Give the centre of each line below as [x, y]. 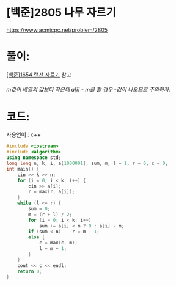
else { [37, 237]
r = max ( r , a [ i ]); [52, 192]
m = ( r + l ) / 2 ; [50, 215]
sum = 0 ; [39, 209]
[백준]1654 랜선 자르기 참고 [39, 75]
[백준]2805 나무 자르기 [61, 13]
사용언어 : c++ [24, 134]
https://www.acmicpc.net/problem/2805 [57, 30]
